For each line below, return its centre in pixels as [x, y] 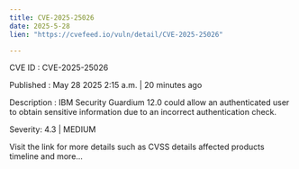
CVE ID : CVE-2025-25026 [59, 67]
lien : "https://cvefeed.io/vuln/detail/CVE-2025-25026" [116, 34]
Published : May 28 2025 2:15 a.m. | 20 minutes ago [106, 85]
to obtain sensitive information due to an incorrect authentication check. [143, 112]
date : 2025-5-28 [40, 26]
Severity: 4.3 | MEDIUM [53, 129]
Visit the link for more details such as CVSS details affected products [137, 147]
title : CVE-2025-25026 [52, 18]
